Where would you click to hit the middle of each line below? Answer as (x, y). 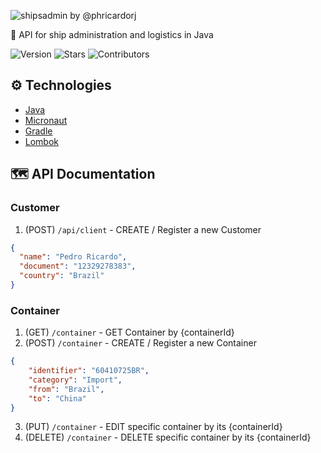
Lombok (42, 141)
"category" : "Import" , (75, 380)
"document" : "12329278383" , (78, 266)
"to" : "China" (57, 398)
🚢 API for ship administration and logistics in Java (112, 34)
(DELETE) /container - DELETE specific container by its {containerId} (168, 437)
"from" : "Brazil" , (66, 389)
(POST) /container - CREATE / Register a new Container (140, 343)
